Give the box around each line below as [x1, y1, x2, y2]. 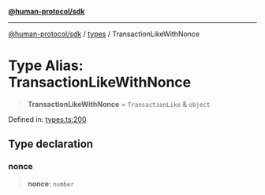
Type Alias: [8, 57, 84, 75]
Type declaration [8, 138, 93, 151]
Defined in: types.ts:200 [8, 114, 87, 124]
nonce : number [27, 178, 75, 188]
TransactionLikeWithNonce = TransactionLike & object [27, 99, 211, 109]
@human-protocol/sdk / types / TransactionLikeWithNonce [8, 29, 200, 39]
